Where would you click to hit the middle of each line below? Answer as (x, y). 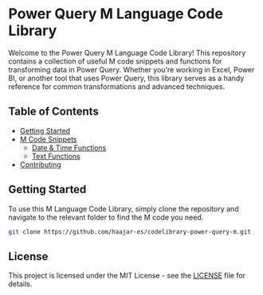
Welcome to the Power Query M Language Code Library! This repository (127, 52)
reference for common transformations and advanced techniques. (117, 86)
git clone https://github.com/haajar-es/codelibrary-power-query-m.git (130, 231)
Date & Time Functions (69, 147)
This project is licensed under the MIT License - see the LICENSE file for (127, 276)
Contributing (40, 165)
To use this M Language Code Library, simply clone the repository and (124, 208)
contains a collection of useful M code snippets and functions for (115, 61)
